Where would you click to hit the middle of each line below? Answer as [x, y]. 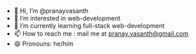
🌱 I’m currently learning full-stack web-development [89, 26]
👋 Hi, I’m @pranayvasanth [51, 11]
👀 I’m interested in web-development [67, 18]
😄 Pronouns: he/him [43, 43]
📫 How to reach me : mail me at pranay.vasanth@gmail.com [101, 34]
